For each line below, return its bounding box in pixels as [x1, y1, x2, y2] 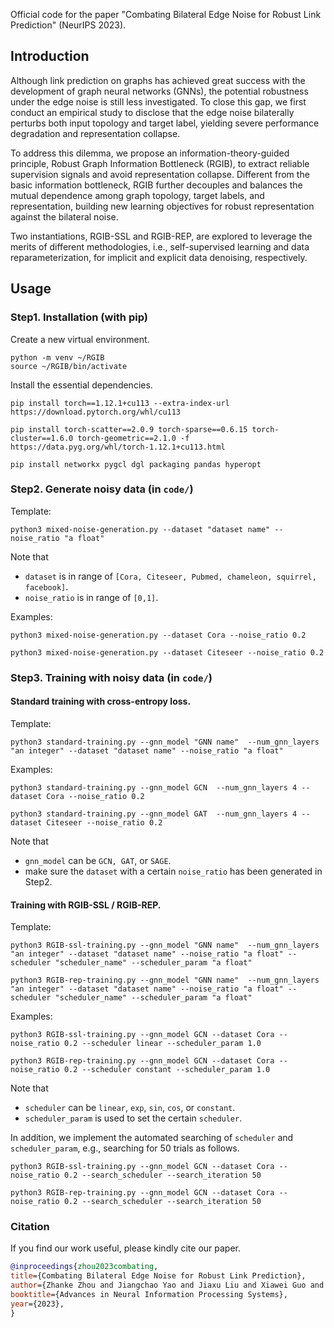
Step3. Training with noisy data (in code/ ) [10, 670, 213, 684]
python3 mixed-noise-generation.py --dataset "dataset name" [10, 524, 271, 534]
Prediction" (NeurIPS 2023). [10, 19, 127, 31]
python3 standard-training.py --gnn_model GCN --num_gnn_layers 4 [10, 782, 298, 793]
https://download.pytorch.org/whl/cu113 [10, 407, 182, 417]
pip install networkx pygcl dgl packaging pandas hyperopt [10, 459, 262, 469]
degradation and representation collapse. [10, 127, 181, 139]
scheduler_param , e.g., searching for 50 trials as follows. [10, 1142, 240, 1154]
